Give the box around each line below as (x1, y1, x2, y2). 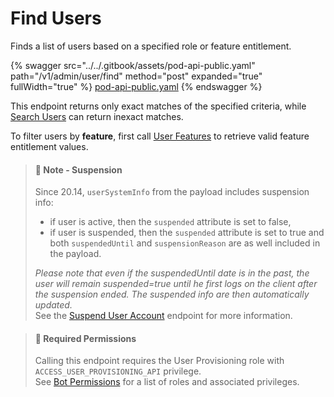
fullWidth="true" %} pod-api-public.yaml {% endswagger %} (10, 80, 263, 92)
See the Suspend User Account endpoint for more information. (34, 310, 293, 322)
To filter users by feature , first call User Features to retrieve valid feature (10, 130, 310, 142)
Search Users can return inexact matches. (10, 110, 184, 122)
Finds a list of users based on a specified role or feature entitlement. (10, 40, 292, 52)
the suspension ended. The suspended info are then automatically (34, 288, 310, 301)
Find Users (10, 7, 102, 30)
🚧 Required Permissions (34, 332, 137, 344)
